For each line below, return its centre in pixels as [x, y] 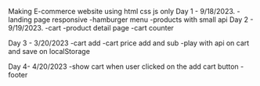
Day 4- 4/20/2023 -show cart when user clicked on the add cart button [123, 66]
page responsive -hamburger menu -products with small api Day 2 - [144, 20]
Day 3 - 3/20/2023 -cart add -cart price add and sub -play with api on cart [129, 43]
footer [18, 75]
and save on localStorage [49, 51]
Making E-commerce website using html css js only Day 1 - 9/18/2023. [122, 11]
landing [20, 20]
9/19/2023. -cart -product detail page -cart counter [91, 28]
